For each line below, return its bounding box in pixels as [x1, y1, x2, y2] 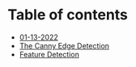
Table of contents [7, 6, 129, 24]
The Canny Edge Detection [19, 40, 110, 50]
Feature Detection [19, 49, 80, 59]
